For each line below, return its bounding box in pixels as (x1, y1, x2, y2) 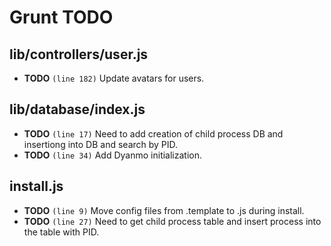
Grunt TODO (9, 6, 114, 29)
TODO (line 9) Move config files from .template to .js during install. (23, 204, 305, 216)
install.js (9, 178, 64, 195)
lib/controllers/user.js (9, 46, 149, 63)
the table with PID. (23, 226, 100, 238)
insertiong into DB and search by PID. (23, 138, 179, 150)
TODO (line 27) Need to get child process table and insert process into (23, 215, 322, 227)
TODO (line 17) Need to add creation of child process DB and (23, 127, 284, 140)
